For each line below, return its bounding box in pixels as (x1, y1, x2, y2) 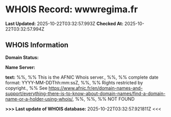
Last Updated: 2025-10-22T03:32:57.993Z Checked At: (5, 20, 124, 27)
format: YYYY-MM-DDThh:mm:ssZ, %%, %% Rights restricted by (5, 79, 143, 85)
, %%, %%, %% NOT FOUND (72, 96, 135, 102)
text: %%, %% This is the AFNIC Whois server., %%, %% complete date (5, 74, 159, 80)
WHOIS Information (5, 41, 69, 50)
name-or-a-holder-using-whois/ (5, 96, 73, 102)
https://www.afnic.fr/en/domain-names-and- (48, 85, 143, 91)
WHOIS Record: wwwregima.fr (5, 4, 138, 15)
